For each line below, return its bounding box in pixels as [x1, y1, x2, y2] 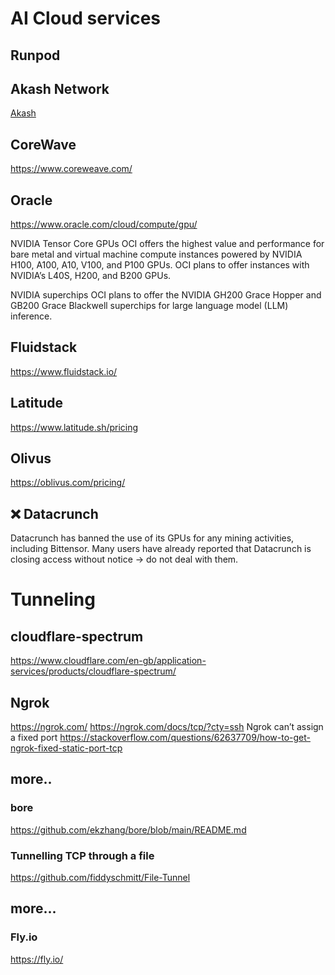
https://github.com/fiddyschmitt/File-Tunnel [10, 872, 191, 884]
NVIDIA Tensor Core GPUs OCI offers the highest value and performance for [10, 238, 325, 250]
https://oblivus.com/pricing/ [10, 477, 126, 489]
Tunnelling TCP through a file [10, 848, 155, 862]
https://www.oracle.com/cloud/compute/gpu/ [10, 218, 198, 231]
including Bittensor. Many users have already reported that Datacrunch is [10, 543, 312, 555]
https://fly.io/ [10, 953, 64, 965]
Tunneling [10, 588, 96, 611]
